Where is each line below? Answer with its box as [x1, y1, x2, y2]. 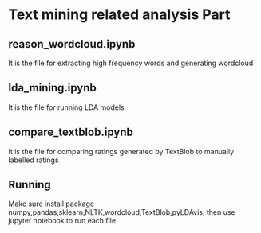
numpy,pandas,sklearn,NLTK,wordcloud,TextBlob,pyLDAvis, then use [8, 208, 235, 217]
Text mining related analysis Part [8, 6, 231, 24]
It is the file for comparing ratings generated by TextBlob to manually [8, 146, 235, 156]
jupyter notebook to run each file [8, 216, 117, 226]
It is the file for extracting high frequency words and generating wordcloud [8, 58, 254, 68]
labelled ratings [8, 155, 59, 165]
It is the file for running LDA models [8, 102, 125, 112]
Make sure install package [8, 199, 94, 208]
